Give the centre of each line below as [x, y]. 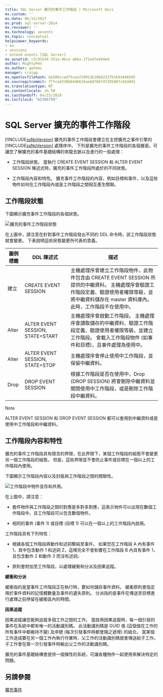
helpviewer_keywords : [27, 41]
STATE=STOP [40, 365]
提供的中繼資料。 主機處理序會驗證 [110, 285]
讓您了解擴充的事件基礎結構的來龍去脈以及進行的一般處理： [65, 152]
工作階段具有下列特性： [28, 534]
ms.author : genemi [24, 68]
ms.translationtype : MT [29, 86]
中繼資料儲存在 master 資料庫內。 [114, 299]
